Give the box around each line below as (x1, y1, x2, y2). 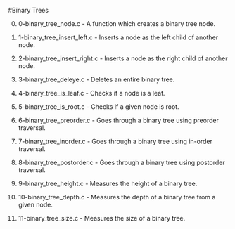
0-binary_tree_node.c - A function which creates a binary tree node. (18, 20, 216, 27)
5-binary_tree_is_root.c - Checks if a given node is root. (18, 103, 179, 111)
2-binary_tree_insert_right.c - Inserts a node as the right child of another (18, 54, 228, 63)
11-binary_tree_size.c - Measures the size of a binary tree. (18, 214, 186, 222)
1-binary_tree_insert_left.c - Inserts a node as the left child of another (18, 33, 219, 41)
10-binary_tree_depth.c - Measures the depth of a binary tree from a (18, 193, 216, 201)
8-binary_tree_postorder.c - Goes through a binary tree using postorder (18, 158, 225, 166)
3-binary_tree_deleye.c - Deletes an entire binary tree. (18, 75, 175, 84)
